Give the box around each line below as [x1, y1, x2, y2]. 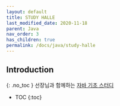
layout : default [6, 8, 47, 15]
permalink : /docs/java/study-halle [6, 43, 96, 49]
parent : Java [6, 25, 39, 32]
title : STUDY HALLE [6, 14, 55, 20]
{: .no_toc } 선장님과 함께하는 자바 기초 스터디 [6, 81, 114, 89]
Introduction [6, 64, 54, 75]
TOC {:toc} [14, 93, 42, 101]
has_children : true [6, 37, 55, 43]
